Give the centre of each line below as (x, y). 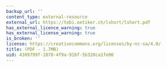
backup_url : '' (25, 11)
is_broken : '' (23, 38)
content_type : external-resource (47, 17)
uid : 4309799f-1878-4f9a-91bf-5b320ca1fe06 (60, 55)
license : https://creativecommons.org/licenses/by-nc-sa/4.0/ (83, 44)
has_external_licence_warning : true (51, 28)
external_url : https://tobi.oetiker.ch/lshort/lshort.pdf (78, 22)
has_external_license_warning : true (51, 33)
